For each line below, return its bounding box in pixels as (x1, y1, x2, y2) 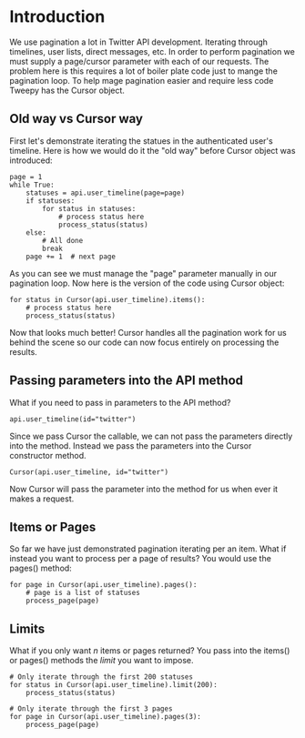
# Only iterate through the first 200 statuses (9, 672, 194, 682)
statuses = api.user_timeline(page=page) (25, 188, 185, 197)
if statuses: (25, 196, 76, 206)
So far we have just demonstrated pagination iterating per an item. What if (9, 543, 287, 554)
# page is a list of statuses (25, 589, 141, 598)
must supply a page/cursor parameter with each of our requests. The (9, 56, 269, 66)
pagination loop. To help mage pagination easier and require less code (9, 75, 274, 86)
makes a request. (9, 493, 75, 504)
